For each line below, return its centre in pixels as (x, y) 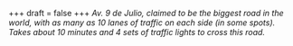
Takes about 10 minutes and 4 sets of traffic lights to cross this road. (137, 32)
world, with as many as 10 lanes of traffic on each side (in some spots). (142, 23)
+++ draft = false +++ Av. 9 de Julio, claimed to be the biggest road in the (146, 13)
